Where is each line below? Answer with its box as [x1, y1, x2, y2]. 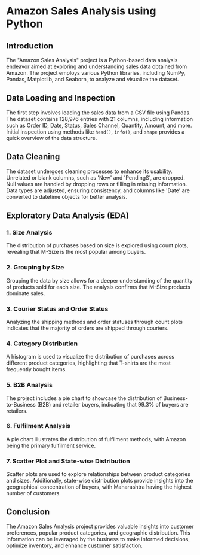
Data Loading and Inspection [6, 93, 115, 103]
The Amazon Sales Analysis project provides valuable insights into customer [6, 523, 194, 530]
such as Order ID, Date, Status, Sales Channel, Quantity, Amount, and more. [6, 122, 192, 129]
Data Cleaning [6, 151, 60, 162]
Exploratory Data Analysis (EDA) [6, 211, 130, 221]
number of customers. [6, 490, 61, 497]
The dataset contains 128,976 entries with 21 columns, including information [6, 115, 193, 122]
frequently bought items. [6, 366, 67, 373]
